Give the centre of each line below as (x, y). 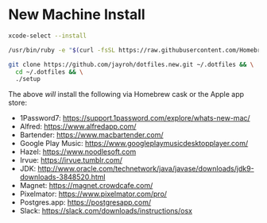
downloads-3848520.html (62, 177)
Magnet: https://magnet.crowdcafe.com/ (86, 186)
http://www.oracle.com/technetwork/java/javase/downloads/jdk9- (146, 169)
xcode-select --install (48, 36)
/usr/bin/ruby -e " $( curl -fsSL (62, 50)
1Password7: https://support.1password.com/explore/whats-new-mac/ (135, 118)
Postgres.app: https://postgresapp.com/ (85, 202)
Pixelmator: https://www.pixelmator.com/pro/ (93, 194)
